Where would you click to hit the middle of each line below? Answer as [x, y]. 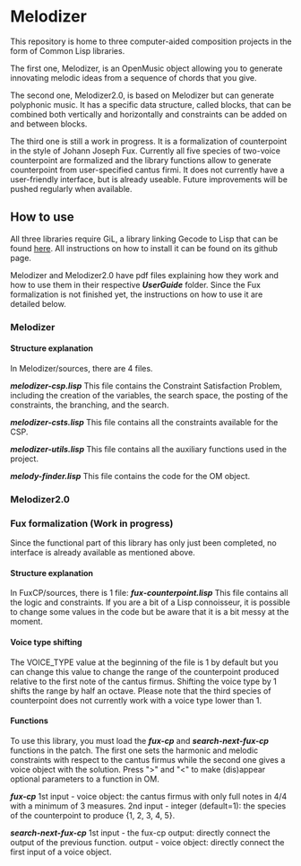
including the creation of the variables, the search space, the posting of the [149, 395]
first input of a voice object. [61, 852]
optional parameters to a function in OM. [85, 779]
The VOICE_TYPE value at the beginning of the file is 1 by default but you [144, 662]
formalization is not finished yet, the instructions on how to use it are [137, 294]
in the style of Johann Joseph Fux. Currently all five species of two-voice [146, 151]
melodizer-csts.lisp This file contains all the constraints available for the [144, 422]
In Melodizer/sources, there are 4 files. [82, 368]
